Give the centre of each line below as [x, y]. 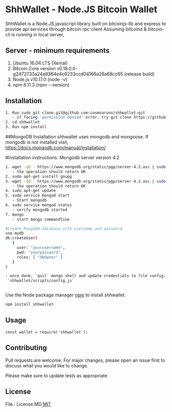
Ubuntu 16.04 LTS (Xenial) [40, 63]
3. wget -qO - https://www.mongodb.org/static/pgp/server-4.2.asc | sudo [86, 181]
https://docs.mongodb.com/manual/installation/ [56, 148]
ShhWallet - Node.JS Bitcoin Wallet [81, 9]
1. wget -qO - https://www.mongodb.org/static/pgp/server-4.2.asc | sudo [86, 167]
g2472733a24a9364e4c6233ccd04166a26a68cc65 [68, 74]
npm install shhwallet [29, 304]
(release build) [139, 74]
